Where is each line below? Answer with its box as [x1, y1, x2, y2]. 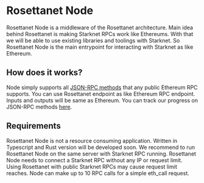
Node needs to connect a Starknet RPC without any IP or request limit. [6, 156, 183, 163]
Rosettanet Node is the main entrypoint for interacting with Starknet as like [6, 43, 194, 51]
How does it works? [6, 68, 83, 78]
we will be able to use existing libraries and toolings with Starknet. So [6, 37, 180, 44]
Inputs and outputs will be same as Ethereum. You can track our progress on [6, 96, 198, 104]
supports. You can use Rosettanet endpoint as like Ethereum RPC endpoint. [6, 90, 195, 98]
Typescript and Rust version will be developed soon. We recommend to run [6, 143, 195, 151]
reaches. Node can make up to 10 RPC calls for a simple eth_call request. [6, 169, 190, 177]
